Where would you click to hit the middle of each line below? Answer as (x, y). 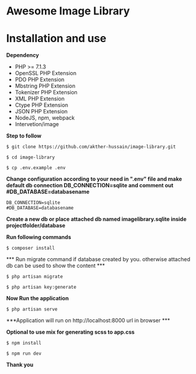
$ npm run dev (24, 354)
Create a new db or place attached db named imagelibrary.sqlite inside (96, 219)
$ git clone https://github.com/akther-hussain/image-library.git (91, 147)
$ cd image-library (31, 157)
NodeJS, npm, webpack (45, 118)
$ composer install (31, 248)
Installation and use (56, 39)
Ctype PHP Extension (41, 105)
